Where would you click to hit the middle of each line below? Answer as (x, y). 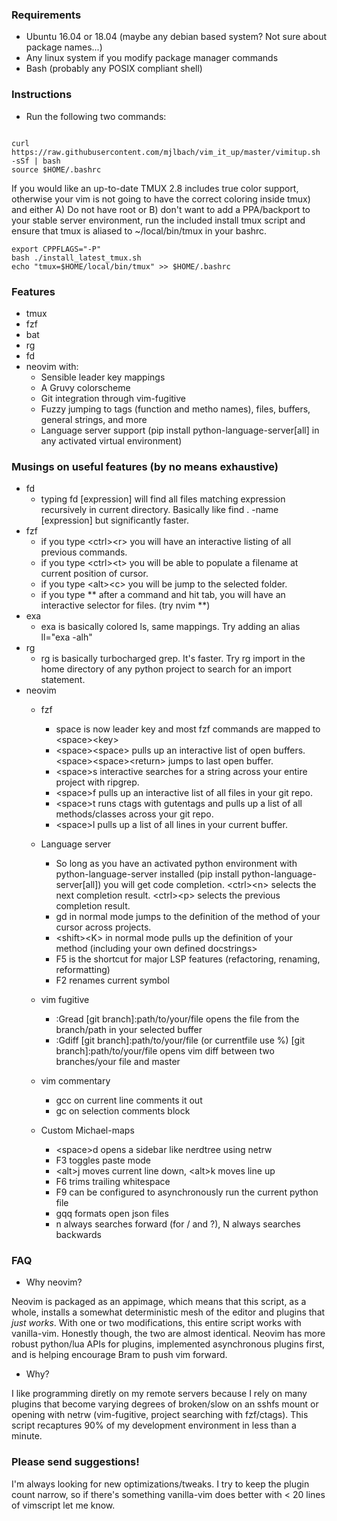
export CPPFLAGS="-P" (56, 249)
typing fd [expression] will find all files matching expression (163, 499)
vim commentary (75, 1081)
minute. (27, 1436)
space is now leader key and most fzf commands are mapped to (188, 729)
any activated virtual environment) (111, 440)
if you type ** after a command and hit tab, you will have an (163, 595)
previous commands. (84, 552)
